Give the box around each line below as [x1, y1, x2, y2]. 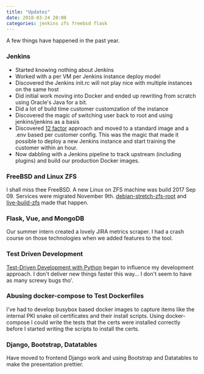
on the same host [15, 85, 59, 93]
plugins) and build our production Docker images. [15, 157, 140, 164]
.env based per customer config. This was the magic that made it [15, 131, 179, 138]
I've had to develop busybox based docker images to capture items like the [6, 306, 195, 313]
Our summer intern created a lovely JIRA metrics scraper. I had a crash [6, 228, 185, 236]
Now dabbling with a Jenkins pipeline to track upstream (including [15, 150, 181, 157]
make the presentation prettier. [6, 361, 84, 368]
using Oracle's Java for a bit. [15, 98, 88, 106]
